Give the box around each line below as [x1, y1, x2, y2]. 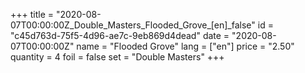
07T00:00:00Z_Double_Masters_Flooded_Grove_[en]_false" [10, 19, 256, 31]
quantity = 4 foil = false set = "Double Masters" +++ [10, 51, 225, 63]
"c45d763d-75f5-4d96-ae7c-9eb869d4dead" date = [10, 30, 230, 41]
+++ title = [10, 9, 55, 20]
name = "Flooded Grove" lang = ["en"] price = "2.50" [76, 40, 295, 52]
